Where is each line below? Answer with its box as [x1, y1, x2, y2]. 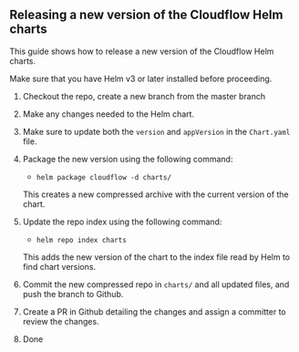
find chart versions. [22, 261, 97, 272]
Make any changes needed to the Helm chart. [22, 109, 194, 119]
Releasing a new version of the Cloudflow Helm [9, 7, 284, 23]
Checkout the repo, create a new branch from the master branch [22, 90, 266, 101]
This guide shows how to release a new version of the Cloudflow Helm [9, 46, 274, 57]
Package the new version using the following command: [22, 153, 233, 164]
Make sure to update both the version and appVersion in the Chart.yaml [22, 126, 291, 137]
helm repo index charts [36, 235, 128, 244]
